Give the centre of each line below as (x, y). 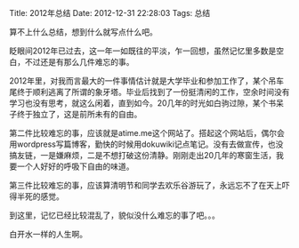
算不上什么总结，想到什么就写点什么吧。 (83, 32)
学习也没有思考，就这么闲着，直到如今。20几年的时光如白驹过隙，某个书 (143, 103)
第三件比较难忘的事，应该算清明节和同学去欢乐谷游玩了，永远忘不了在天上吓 (149, 185)
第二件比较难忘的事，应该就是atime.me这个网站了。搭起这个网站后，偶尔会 (147, 133)
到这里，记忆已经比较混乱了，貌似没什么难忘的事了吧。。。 (114, 215)
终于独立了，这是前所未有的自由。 (79, 114)
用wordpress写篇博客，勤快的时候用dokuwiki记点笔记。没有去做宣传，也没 (146, 144)
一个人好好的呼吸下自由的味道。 (75, 166)
